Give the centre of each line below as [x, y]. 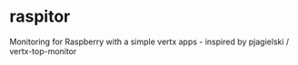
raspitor [40, 17]
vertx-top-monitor [43, 51]
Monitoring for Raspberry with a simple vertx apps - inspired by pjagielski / [149, 42]
